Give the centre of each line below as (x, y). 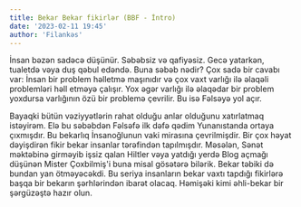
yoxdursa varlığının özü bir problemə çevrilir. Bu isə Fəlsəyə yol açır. (136, 99)
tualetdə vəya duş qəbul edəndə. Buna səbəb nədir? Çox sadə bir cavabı (145, 70)
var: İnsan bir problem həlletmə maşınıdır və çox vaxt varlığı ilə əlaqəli (139, 80)
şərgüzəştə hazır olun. (51, 193)
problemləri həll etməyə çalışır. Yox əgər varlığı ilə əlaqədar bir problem (142, 89)
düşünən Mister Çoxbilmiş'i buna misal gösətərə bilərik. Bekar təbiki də (142, 165)
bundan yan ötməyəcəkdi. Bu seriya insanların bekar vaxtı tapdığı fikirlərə (146, 174)
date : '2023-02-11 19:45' (58, 26)
